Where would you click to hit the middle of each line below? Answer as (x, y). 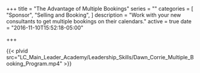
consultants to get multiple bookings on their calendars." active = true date (99, 21)
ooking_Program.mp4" (34, 63)
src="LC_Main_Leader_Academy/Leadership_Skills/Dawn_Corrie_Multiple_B (100, 57)
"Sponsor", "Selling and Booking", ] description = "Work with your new (94, 15)
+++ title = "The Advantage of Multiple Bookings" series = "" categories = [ (100, 9)
